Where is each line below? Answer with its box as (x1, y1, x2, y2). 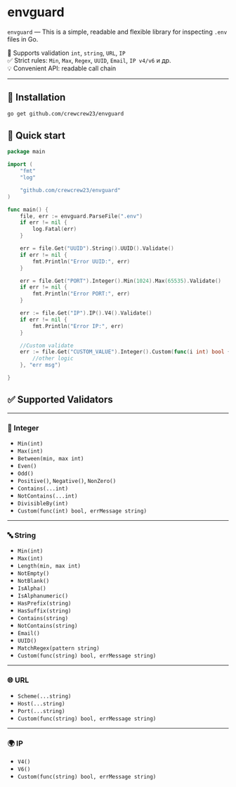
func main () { (7, 206, 49, 213)
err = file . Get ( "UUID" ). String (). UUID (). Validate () (20, 245, 174, 252)
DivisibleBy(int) (17, 500, 69, 508)
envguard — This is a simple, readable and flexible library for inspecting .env (7, 27, 228, 36)
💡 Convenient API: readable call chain (7, 64, 117, 73)
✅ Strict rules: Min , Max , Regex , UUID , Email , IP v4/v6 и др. (7, 56, 171, 64)
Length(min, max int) (17, 562, 81, 570)
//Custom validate (20, 342, 74, 349)
